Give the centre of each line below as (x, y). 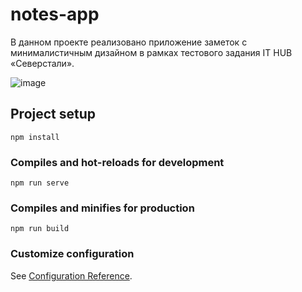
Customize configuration (72, 254)
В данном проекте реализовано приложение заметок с (129, 42)
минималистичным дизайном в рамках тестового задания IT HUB (151, 52)
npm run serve (40, 183)
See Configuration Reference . (71, 275)
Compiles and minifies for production (102, 208)
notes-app (55, 14)
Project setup (53, 114)
